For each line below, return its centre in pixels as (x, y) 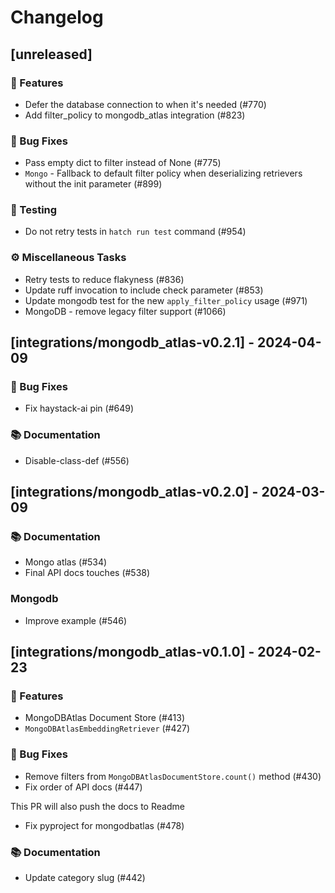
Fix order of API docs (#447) (83, 787)
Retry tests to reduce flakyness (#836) (104, 279)
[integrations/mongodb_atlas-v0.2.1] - (132, 342)
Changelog (57, 17)
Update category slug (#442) (85, 878)
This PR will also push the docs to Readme (97, 806)
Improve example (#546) (76, 620)
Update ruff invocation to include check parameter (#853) (144, 290)
